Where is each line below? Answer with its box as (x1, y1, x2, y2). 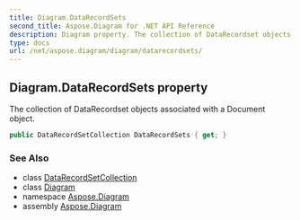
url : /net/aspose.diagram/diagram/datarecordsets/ (9, 47, 203, 56)
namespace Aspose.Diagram (22, 191, 130, 202)
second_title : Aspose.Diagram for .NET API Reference (9, 22, 216, 31)
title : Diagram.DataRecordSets (9, 13, 127, 22)
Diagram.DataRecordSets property (9, 80, 208, 95)
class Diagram (22, 181, 76, 193)
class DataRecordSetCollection (22, 172, 137, 183)
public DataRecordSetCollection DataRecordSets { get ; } (9, 130, 227, 139)
